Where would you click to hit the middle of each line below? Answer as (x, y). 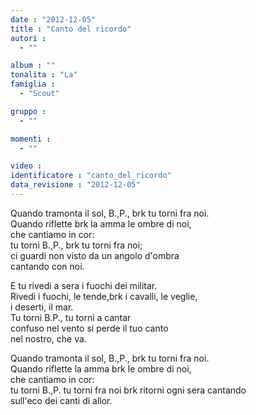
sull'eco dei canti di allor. (61, 400)
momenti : (31, 139)
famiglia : (33, 84)
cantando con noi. (47, 266)
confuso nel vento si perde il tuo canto (89, 328)
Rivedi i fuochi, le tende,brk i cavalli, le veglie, (104, 296)
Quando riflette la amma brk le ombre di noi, (101, 368)
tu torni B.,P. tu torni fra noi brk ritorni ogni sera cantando (128, 390)
